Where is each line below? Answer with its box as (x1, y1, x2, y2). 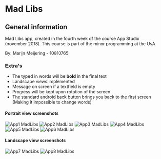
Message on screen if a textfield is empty (12, 84, 96, 89)
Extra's (5, 62, 22, 69)
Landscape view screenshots (5, 138, 66, 143)
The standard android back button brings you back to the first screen (12, 94, 151, 100)
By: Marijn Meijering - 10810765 (5, 50, 69, 56)
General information (5, 23, 67, 31)
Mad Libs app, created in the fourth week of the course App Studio (5, 35, 140, 41)
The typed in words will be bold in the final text (12, 73, 107, 79)
